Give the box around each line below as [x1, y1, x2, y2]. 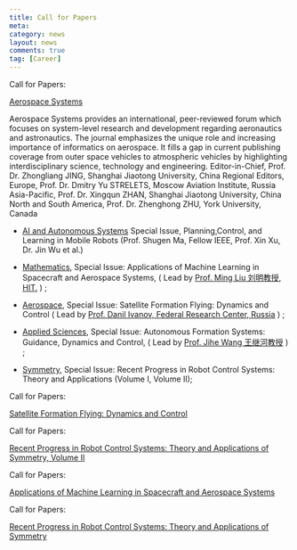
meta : [9, 21, 29, 30]
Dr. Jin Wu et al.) [21, 244, 84, 255]
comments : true [9, 46, 66, 55]
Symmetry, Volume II [9, 452, 85, 463]
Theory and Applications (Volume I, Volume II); [21, 374, 193, 384]
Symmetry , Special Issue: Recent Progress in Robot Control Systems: [21, 365, 276, 374]
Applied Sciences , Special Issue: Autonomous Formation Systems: [21, 326, 266, 337]
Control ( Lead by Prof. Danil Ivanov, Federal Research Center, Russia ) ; [21, 309, 285, 319]
